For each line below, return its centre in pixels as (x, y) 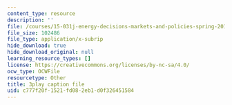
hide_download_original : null (51, 52)
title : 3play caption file (46, 84)
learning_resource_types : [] (49, 59)
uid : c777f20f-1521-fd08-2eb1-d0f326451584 (71, 90)
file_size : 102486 (33, 33)
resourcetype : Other (37, 78)
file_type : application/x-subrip (55, 39)
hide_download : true (37, 46)
